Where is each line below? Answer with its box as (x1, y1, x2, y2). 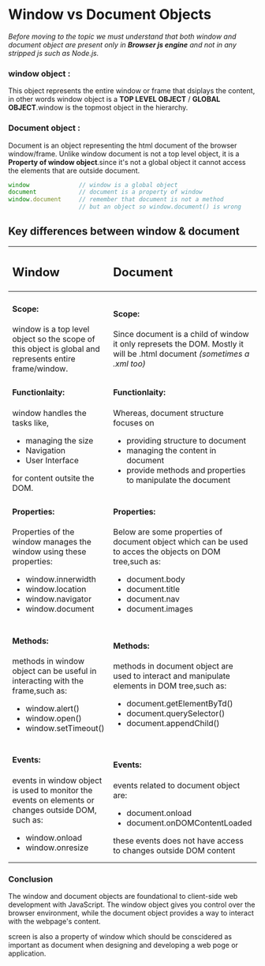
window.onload (25, 832, 83, 843)
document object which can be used (113, 537, 248, 548)
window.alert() (25, 702, 80, 713)
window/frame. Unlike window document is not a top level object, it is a (8, 148, 240, 159)
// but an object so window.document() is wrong (78, 203, 242, 211)
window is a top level (12, 324, 90, 335)
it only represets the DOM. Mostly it (113, 339, 244, 349)
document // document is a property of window (8, 188, 203, 197)
